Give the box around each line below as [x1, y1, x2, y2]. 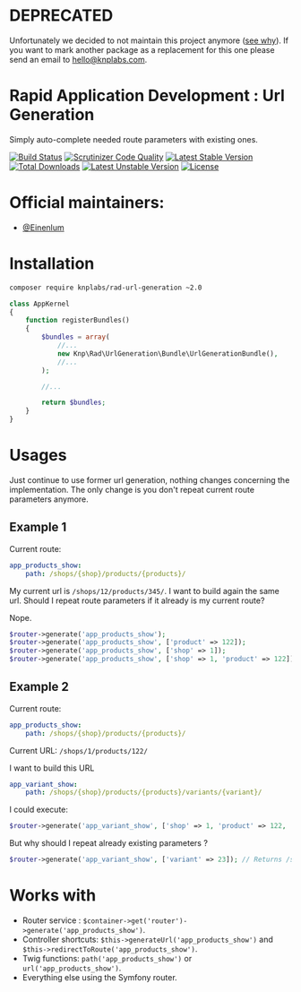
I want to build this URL [9, 763, 95, 773]
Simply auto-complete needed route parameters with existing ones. [9, 134, 258, 144]
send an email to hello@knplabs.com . [9, 54, 148, 65]
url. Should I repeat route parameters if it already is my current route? [9, 595, 265, 606]
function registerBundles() [25, 315, 130, 325]
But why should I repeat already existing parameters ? [9, 838, 209, 849]
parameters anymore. [9, 494, 90, 505]
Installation [9, 254, 95, 273]
